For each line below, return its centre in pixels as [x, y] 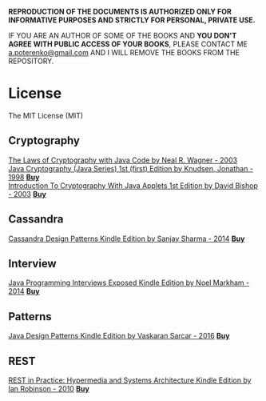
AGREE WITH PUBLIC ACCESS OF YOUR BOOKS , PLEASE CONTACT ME [128, 44]
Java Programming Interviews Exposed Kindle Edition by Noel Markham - [129, 283]
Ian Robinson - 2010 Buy [49, 389]
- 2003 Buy [27, 194]
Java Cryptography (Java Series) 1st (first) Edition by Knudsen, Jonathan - [131, 168]
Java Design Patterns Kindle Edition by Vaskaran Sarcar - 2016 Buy [119, 336]
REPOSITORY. [31, 61]
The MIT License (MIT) [46, 115]
